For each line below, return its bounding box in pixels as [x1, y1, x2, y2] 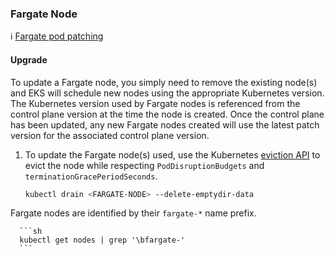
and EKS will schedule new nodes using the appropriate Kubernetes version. [10, 87, 325, 99]
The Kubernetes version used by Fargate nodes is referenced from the [10, 97, 301, 109]
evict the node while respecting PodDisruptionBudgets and [24, 159, 265, 171]
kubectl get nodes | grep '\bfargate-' [19, 235, 186, 246]
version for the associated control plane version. [10, 129, 210, 141]
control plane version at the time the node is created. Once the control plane [10, 108, 325, 120]
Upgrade [10, 53, 48, 66]
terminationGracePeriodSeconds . [24, 170, 158, 182]
